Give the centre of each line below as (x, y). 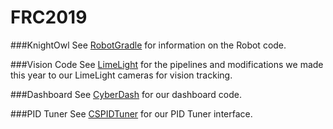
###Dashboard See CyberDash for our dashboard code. (126, 94)
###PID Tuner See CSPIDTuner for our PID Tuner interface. (131, 113)
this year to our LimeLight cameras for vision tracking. (121, 75)
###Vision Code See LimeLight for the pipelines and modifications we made (167, 64)
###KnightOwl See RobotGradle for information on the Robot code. (148, 45)
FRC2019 (49, 17)
